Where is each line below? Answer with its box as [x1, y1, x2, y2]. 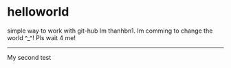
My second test [7, 53, 52, 61]
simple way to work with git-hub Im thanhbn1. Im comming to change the [7, 27, 213, 35]
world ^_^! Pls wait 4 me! [7, 33, 76, 41]
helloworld [7, 4, 69, 20]
